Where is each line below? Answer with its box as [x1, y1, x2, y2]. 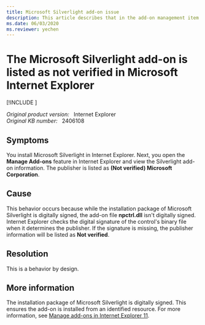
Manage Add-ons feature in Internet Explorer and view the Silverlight [6, 158, 182, 165]
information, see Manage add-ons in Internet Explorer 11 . [6, 312, 150, 319]
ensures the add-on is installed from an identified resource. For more [6, 305, 181, 313]
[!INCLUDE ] [6, 99, 37, 106]
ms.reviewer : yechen [6, 26, 60, 32]
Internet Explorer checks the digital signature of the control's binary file [6, 218, 187, 225]
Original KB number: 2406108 [6, 117, 85, 124]
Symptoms [6, 135, 49, 145]
